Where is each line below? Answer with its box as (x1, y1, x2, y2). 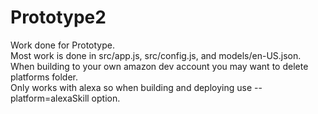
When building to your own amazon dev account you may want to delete (10, 60, 309, 72)
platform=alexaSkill (10, 92, 90, 104)
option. (91, 92, 121, 104)
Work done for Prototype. (10, 39, 116, 51)
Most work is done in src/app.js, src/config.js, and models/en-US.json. (10, 49, 302, 61)
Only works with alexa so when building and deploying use (10, 81, 253, 93)
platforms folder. (10, 71, 79, 83)
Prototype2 (10, 6, 107, 29)
